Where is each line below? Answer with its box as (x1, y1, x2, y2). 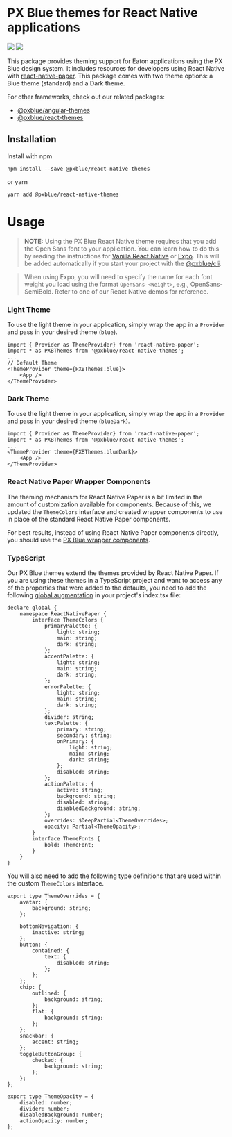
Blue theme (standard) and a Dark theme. (7, 78, 125, 88)
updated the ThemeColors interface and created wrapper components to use (7, 507, 223, 515)
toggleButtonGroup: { (19, 1050, 82, 1057)
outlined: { (32, 990, 67, 997)
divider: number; (19, 1105, 70, 1112)
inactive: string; (32, 929, 85, 936)
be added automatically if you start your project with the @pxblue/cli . (24, 259, 222, 267)
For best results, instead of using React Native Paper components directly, (7, 528, 220, 536)
